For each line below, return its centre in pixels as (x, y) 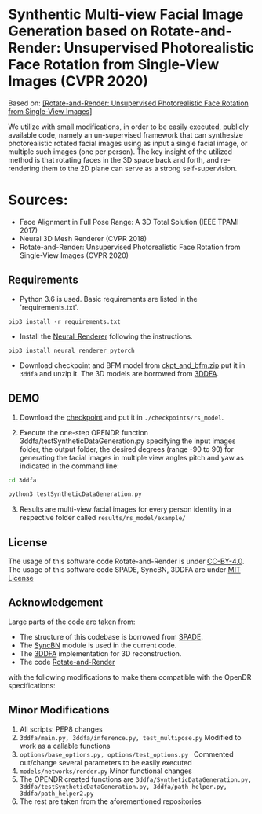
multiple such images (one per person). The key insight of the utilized (120, 152)
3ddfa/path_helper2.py (56, 794)
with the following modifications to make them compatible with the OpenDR (130, 676)
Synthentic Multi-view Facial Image (126, 15)
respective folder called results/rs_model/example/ (102, 518)
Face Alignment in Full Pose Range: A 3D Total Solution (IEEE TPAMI (129, 222)
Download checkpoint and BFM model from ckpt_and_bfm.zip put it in (132, 365)
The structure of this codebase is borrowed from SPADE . (111, 636)
